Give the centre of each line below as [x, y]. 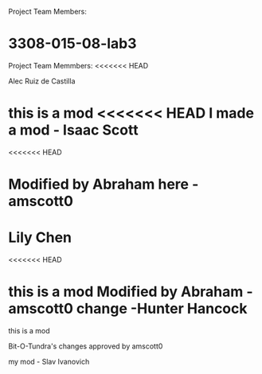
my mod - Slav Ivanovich [49, 361]
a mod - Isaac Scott [73, 130]
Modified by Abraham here [99, 184]
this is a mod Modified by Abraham [126, 292]
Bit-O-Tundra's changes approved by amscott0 [86, 346]
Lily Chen [40, 238]
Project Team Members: [48, 12]
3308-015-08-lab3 [72, 44]
